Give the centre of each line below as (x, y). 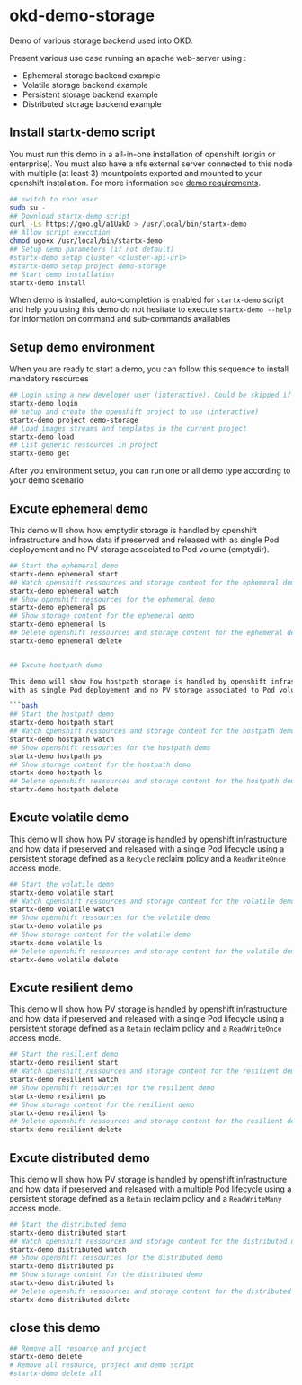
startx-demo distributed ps (62, 1266)
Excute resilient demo (71, 987)
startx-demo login (44, 404)
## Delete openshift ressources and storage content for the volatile (144, 951)
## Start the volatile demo (62, 884)
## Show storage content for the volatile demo (100, 935)
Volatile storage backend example (85, 85)
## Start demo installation (62, 274)
